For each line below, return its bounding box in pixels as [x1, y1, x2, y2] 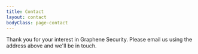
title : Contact [6, 8, 44, 15]
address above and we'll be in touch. [6, 42, 97, 49]
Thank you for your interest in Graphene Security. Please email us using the [6, 36, 193, 43]
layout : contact [6, 14, 47, 20]
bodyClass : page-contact [6, 20, 68, 26]
